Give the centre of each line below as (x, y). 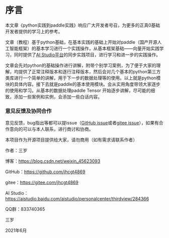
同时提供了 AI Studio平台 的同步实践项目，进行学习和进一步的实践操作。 (87, 54)
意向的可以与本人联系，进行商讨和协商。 (51, 129)
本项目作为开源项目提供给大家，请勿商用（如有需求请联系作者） (71, 140)
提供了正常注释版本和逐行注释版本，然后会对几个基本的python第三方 (90, 71)
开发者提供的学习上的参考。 (34, 31)
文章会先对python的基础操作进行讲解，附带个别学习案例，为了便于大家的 (81, 65)
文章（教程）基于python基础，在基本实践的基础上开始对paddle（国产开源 (81, 42)
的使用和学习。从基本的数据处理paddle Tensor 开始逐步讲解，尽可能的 (78, 90)
